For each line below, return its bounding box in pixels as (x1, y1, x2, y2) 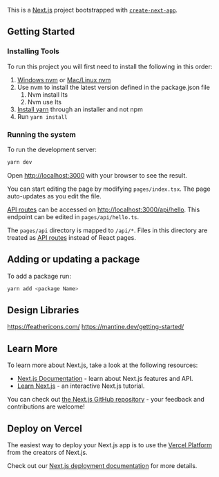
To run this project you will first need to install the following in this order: (7, 62, 213, 71)
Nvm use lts (27, 97, 62, 106)
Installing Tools (7, 46, 60, 56)
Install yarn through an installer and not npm (17, 105, 143, 113)
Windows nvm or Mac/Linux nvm (17, 75, 111, 84)
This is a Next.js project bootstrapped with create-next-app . (7, 6, 178, 14)
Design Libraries (7, 304, 79, 316)
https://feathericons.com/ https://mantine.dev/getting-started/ (7, 323, 184, 331)
